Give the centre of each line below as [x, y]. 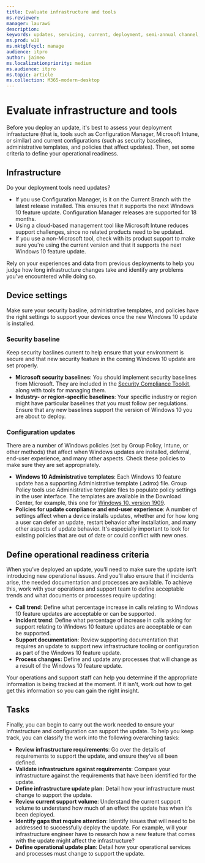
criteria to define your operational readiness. [62, 154]
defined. [26, 762]
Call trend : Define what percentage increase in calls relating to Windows [107, 607]
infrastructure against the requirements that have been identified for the [106, 775]
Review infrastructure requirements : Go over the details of [90, 749]
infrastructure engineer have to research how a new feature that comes [105, 834]
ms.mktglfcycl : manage [35, 47]
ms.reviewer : [23, 18]
